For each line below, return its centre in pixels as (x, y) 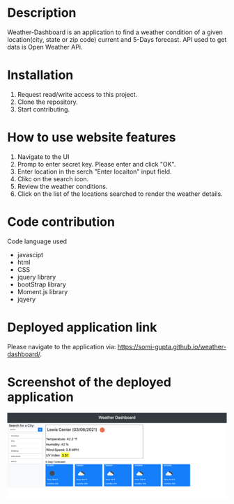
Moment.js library (42, 291)
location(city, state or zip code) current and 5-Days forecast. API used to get (117, 39)
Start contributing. (44, 109)
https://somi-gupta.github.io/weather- (172, 346)
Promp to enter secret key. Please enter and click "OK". (96, 164)
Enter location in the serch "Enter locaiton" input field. (94, 171)
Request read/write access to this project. (77, 94)
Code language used (37, 241)
